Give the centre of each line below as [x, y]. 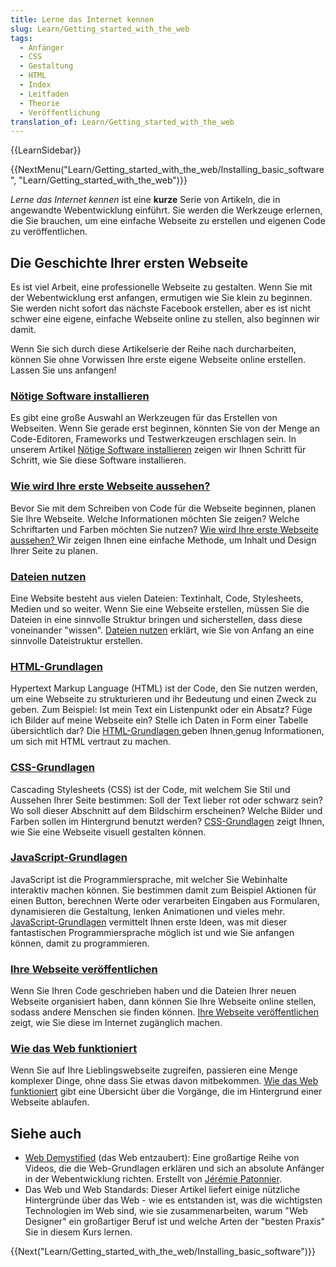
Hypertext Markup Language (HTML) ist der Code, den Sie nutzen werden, [164, 688]
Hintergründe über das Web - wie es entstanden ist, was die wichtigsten [173, 1200]
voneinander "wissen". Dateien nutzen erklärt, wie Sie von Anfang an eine [162, 630]
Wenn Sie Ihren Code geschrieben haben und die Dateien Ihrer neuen [153, 991]
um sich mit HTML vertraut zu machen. [91, 742]
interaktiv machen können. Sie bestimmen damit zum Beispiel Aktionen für [163, 890]
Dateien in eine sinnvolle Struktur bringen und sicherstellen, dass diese [156, 619]
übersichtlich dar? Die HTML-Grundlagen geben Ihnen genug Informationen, [167, 731]
